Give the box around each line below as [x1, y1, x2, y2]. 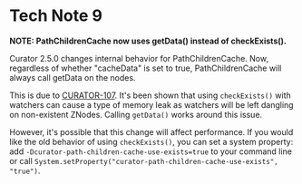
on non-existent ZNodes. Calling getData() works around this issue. [9, 109, 263, 120]
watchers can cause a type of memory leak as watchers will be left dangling [9, 99, 294, 110]
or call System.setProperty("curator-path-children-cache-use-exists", [9, 155, 278, 166]
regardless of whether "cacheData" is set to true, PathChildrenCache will [9, 63, 282, 73]
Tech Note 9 [9, 5, 102, 26]
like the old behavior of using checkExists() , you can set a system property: [9, 136, 294, 147]
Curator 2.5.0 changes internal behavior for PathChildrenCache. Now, [9, 53, 269, 63]
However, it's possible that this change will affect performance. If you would [9, 126, 294, 137]
